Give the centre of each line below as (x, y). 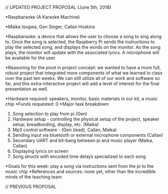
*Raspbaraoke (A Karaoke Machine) (43, 17)
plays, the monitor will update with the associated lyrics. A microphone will (82, 53)
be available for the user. (31, 58)
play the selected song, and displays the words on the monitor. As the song (83, 47)
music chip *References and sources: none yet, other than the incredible (80, 171)
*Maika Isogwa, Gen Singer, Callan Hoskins (50, 27)
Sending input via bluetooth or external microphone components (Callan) (88, 135)
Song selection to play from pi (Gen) (50, 114)
